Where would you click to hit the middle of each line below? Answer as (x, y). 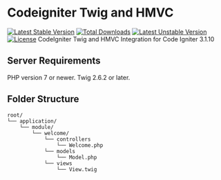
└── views (58, 163)
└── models (60, 151)
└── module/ (37, 127)
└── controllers (67, 139)
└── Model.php (77, 157)
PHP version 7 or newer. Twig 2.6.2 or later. (69, 77)
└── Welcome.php (80, 145)
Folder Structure (43, 99)
